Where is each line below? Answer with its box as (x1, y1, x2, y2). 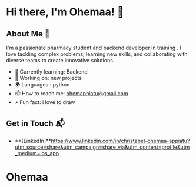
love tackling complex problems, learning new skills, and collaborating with (6, 51, 188, 58)
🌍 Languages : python (14, 81, 70, 88)
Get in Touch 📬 (6, 119, 65, 129)
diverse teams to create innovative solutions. (6, 57, 115, 64)
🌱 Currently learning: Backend (14, 68, 88, 75)
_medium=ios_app (14, 149, 59, 156)
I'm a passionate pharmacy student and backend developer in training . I (6, 44, 181, 51)
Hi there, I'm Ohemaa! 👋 (6, 5, 124, 19)
